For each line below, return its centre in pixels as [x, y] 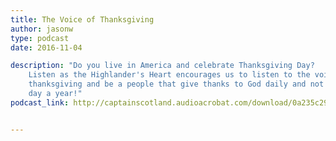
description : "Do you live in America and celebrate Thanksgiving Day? [162, 66]
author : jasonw [42, 29]
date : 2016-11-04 [46, 47]
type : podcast [40, 38]
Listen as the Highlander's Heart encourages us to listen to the [169, 75]
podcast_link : [40, 102]
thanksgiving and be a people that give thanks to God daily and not [176, 84]
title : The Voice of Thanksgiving [82, 19]
